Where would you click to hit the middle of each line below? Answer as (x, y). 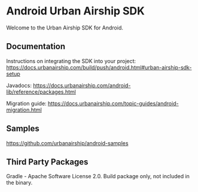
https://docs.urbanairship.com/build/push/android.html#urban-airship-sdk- (99, 67)
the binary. (19, 183)
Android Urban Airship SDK (75, 11)
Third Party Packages (47, 162)
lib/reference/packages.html (41, 92)
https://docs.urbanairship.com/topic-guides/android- (113, 103)
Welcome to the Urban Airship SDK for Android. (65, 28)
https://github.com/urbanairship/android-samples (67, 143)
